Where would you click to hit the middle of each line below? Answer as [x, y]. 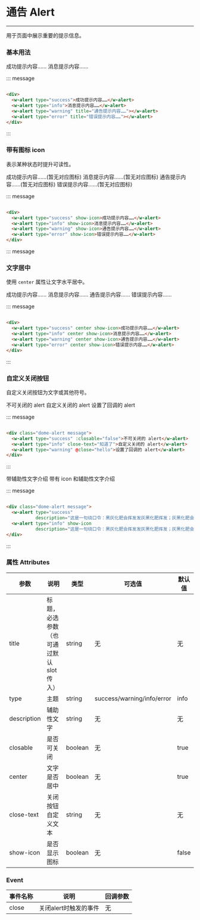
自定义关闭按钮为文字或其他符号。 [48, 392]
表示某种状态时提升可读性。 [40, 164]
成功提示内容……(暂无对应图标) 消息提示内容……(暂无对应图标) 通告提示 [93, 177]
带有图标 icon [26, 150]
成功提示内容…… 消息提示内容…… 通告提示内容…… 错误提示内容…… [89, 295]
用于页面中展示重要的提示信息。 [45, 35]
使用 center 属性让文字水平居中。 [47, 282]
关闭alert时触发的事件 [69, 908]
